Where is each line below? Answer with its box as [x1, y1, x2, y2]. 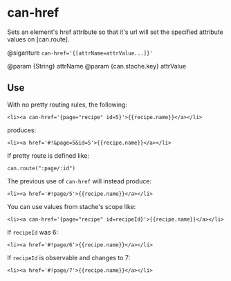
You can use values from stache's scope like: [7, 202, 136, 210]
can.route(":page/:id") [7, 165, 76, 172]
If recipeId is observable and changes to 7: [7, 253, 130, 262]
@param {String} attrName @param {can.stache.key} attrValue [7, 62, 187, 70]
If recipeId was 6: [7, 228, 59, 236]
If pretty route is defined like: [7, 151, 90, 160]
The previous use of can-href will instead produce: [7, 176, 152, 185]
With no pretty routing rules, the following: [7, 100, 128, 109]
